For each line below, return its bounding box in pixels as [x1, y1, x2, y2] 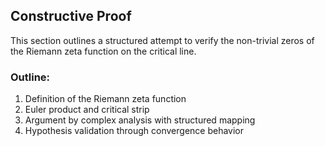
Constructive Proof [10, 8, 132, 25]
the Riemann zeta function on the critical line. [10, 45, 197, 57]
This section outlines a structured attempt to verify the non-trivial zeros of [10, 34, 315, 46]
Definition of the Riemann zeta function [24, 93, 187, 105]
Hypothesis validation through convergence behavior [24, 125, 245, 137]
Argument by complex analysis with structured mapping [24, 114, 256, 126]
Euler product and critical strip [24, 104, 150, 116]
